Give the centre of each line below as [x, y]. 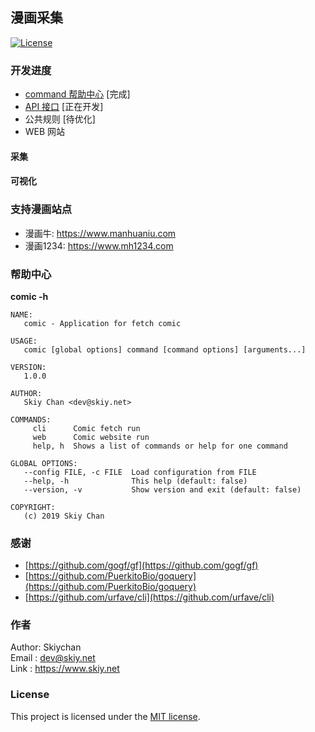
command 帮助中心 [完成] [77, 94]
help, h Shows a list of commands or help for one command [160, 446]
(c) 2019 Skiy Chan [64, 516]
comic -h [29, 296]
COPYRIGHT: [33, 507]
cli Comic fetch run [86, 428]
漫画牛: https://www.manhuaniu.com [100, 233]
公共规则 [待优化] [60, 119]
